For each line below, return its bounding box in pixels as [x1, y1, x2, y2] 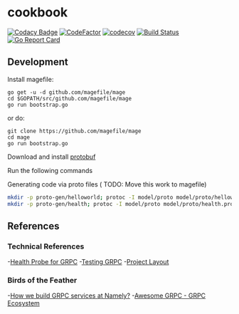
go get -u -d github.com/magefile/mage [7, 88, 126, 96]
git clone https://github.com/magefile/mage [7, 127, 142, 135]
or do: [7, 113, 25, 122]
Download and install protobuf [7, 152, 96, 161]
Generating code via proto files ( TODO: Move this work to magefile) [7, 179, 207, 189]
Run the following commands [7, 166, 93, 174]
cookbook [7, 4, 68, 21]
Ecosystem [7, 299, 41, 308]
